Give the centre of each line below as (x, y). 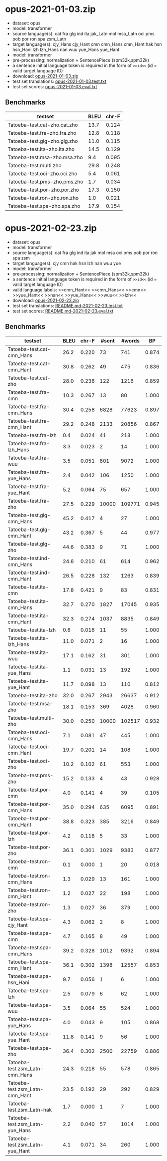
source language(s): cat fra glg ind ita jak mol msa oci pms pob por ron (85, 253)
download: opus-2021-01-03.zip (45, 76)
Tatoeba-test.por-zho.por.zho (43, 190)
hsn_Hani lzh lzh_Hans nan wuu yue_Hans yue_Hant (66, 49)
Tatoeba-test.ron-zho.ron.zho (43, 198)
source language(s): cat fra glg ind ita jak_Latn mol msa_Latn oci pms (83, 33)
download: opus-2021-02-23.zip (46, 300)
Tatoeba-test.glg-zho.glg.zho (43, 141)
